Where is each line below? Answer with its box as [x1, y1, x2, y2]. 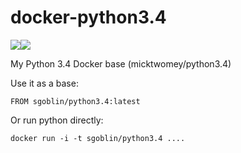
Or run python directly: [10, 114, 104, 126]
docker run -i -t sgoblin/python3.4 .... [10, 133, 186, 143]
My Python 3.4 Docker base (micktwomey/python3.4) [10, 57, 232, 70]
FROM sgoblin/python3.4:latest [10, 96, 141, 106]
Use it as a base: [10, 77, 79, 89]
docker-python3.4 [10, 6, 167, 29]
